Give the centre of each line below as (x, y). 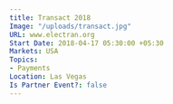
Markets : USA (34, 52)
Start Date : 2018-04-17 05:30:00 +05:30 (87, 43)
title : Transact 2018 (50, 18)
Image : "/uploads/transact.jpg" (70, 26)
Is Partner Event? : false (58, 85)
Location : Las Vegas (48, 77)
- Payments (30, 69)
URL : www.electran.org (52, 34)
